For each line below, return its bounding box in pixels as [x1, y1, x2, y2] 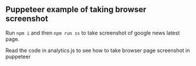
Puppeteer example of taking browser [5, 5, 147, 15]
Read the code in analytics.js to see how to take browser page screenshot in [5, 47, 190, 54]
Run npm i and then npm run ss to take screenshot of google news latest [5, 29, 180, 36]
